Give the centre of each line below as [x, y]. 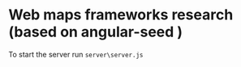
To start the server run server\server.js [76, 54]
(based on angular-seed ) [96, 32]
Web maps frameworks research [121, 15]
